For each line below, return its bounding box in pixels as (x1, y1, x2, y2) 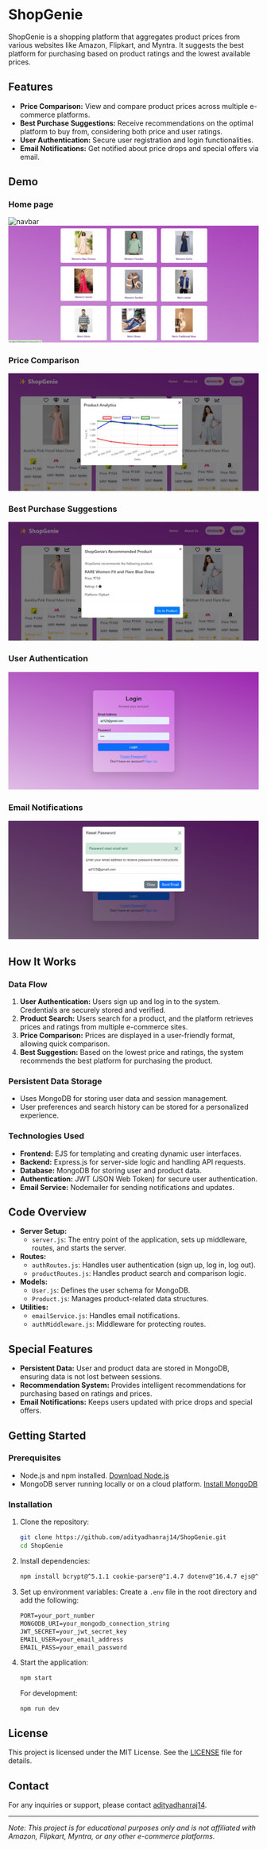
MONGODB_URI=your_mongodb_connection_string (19, 1619, 170, 1627)
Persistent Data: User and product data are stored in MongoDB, (19, 1363, 230, 1373)
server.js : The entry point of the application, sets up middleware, (31, 1235, 248, 1245)
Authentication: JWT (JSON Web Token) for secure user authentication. (19, 1174, 258, 1184)
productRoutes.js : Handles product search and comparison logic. (31, 1269, 246, 1278)
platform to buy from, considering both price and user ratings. (19, 126, 223, 136)
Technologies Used (8, 1130, 85, 1142)
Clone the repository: (19, 1517, 90, 1527)
